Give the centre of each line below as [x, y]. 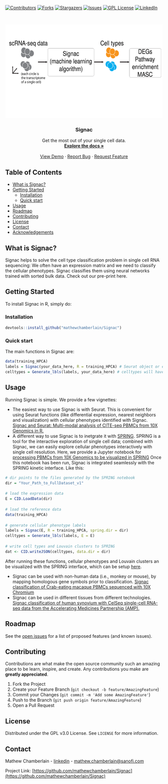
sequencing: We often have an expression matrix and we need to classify [80, 265]
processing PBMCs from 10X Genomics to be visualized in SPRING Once [87, 457]
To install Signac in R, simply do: [38, 304]
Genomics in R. [28, 430]
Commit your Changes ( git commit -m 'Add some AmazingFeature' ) [81, 695]
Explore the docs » [84, 146]
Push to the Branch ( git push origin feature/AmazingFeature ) [77, 700]
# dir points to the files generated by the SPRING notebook [70, 478]
